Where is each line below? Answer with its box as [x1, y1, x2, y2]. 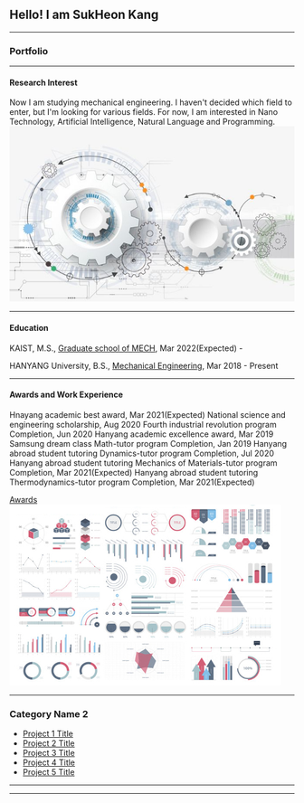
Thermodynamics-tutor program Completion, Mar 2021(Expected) [9, 477, 255, 487]
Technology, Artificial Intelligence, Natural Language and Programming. [9, 117, 276, 128]
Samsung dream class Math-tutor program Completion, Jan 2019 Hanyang [9, 438, 288, 449]
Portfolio [9, 44, 49, 57]
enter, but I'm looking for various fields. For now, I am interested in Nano [9, 107, 279, 118]
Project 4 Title [22, 757, 75, 768]
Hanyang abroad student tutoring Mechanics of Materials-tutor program [9, 457, 278, 468]
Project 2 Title [22, 738, 75, 749]
